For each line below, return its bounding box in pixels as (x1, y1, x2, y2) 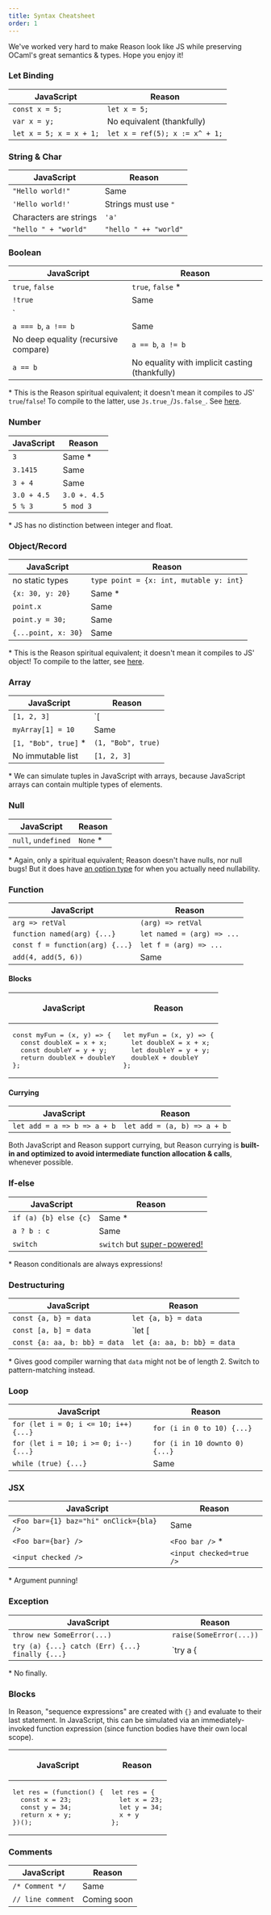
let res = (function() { (12, 1788, 104, 1796)
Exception (8, 1595, 49, 1607)
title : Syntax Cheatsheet (8, 11, 95, 20)
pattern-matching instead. (8, 1365, 95, 1374)
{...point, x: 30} (12, 628, 83, 638)
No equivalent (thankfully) (106, 115, 206, 127)
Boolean (8, 247, 42, 258)
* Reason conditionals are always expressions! (8, 1259, 163, 1269)
